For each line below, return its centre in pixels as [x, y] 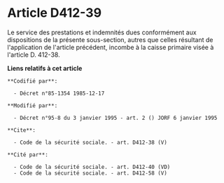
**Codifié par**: [33, 81]
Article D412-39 [55, 13]
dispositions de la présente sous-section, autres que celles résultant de [110, 39]
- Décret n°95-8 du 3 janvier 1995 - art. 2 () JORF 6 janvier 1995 [115, 118]
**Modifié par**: [33, 106]
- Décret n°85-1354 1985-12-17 [59, 93]
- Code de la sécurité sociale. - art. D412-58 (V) [91, 173]
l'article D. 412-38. [34, 55]
